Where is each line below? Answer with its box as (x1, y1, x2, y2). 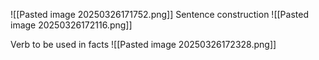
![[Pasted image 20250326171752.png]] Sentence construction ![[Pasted (10, 9, 309, 20)
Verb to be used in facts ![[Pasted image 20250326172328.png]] (10, 39, 277, 50)
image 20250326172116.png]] (10, 19, 133, 31)
